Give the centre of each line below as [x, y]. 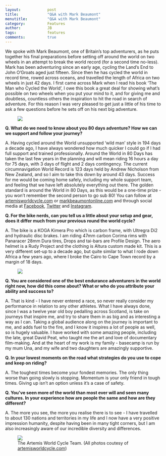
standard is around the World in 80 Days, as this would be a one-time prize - [83, 190]
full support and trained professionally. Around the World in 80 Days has [79, 153]
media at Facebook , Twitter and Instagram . [49, 206]
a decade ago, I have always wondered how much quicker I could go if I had [83, 148]
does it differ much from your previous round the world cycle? [70, 221]
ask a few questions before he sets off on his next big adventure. [71, 109]
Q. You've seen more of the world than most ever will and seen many [77, 392]
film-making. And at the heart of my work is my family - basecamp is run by [82, 343]
